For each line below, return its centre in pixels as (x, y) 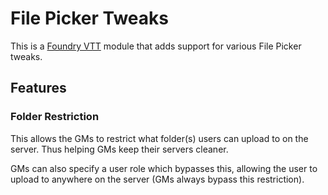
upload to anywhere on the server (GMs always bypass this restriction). (157, 179)
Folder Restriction (55, 117)
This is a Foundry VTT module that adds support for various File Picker (156, 46)
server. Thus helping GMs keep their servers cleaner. (119, 149)
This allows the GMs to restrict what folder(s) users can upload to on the (159, 138)
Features (38, 88)
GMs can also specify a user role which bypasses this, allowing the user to (164, 168)
